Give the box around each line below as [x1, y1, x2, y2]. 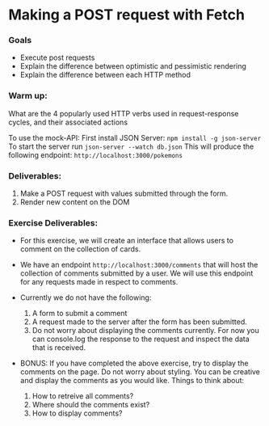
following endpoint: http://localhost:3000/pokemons [8, 150, 183, 159]
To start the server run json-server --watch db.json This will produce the [8, 141, 254, 151]
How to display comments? [32, 408, 123, 418]
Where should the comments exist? [32, 400, 150, 410]
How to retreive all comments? [32, 391, 134, 401]
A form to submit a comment [32, 309, 128, 318]
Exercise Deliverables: [8, 217, 99, 228]
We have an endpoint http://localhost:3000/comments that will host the [19, 260, 258, 270]
